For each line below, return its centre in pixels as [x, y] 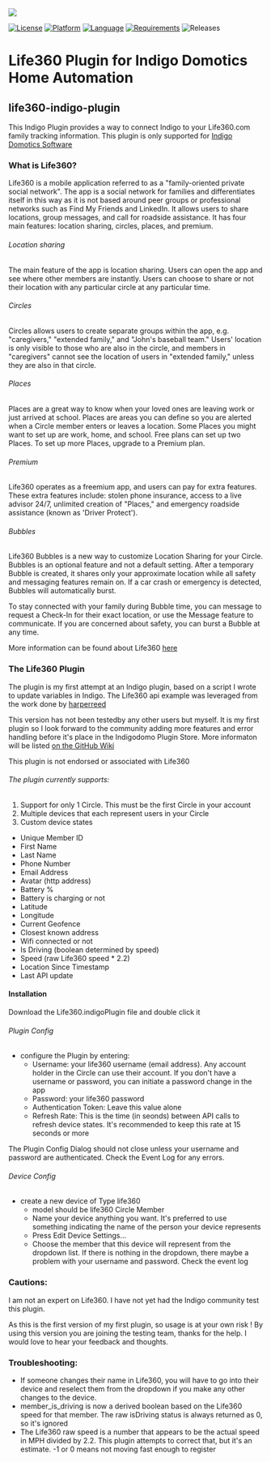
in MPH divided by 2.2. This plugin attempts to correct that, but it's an [136, 1441]
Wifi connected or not [56, 941]
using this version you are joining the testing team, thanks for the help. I [127, 1333]
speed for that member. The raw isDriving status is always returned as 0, [141, 1415]
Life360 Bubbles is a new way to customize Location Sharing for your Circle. [136, 556]
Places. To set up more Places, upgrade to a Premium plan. [107, 443]
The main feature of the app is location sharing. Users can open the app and [135, 270]
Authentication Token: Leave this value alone [107, 1107]
